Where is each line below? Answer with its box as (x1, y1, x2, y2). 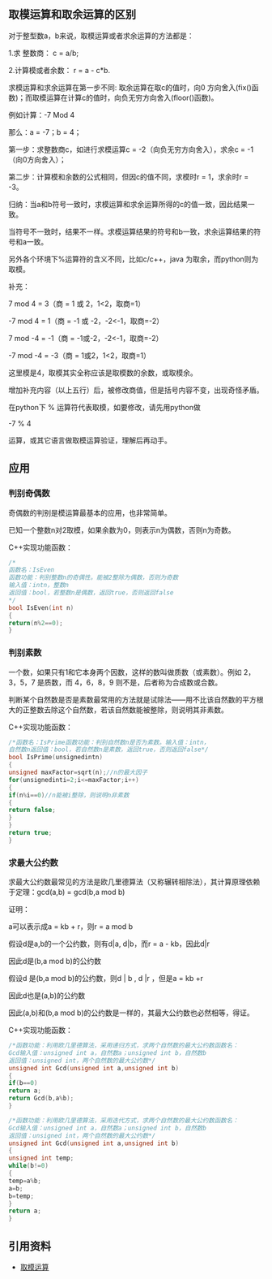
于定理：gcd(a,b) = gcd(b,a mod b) (8, 888, 125, 897)
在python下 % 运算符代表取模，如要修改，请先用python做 (8, 402, 201, 412)
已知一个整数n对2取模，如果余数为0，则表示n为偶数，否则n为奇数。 (8, 525, 236, 534)
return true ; (8, 829, 53, 837)
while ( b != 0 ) (8, 1162, 49, 1170)
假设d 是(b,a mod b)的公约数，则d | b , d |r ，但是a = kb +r (8, 974, 204, 983)
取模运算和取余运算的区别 (8, 7, 136, 22)
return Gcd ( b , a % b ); (8, 1095, 74, 1103)
